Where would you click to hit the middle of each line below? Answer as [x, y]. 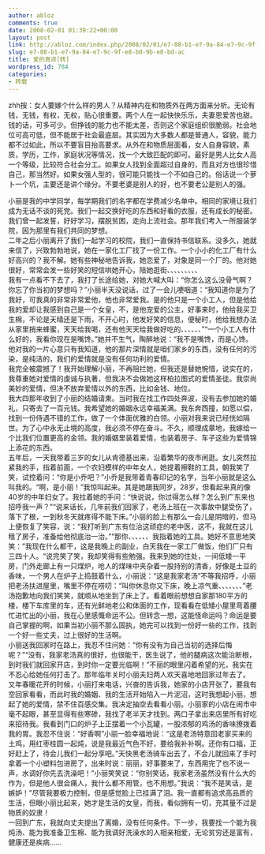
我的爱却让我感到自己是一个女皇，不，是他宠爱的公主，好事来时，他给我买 [129, 309]
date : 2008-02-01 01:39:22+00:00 [63, 30]
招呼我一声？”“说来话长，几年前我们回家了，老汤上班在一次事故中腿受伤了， [132, 507]
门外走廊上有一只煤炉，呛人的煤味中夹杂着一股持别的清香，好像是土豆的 [139, 566]
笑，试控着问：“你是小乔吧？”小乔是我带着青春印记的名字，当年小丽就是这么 [132, 477]
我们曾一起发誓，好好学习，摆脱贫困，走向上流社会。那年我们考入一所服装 [129, 220]
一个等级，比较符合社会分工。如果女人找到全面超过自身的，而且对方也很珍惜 [132, 164]
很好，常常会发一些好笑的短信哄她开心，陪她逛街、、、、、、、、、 [105, 270]
